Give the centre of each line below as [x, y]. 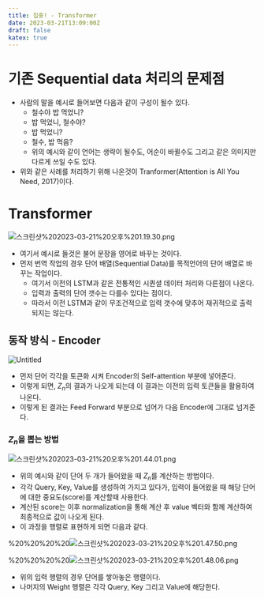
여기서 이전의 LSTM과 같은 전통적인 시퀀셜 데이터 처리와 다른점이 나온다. [143, 283]
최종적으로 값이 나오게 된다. [62, 517]
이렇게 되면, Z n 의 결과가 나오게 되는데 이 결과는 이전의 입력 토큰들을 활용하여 [137, 386]
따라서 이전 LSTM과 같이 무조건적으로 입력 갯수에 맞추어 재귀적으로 [134, 303]
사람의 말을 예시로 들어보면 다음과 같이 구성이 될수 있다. [105, 103]
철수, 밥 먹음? [52, 142]
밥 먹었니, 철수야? [58, 122]
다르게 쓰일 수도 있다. [64, 162]
